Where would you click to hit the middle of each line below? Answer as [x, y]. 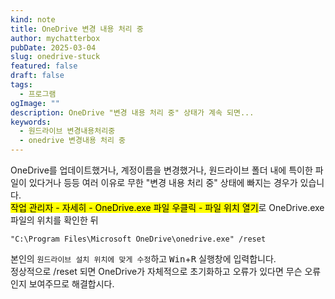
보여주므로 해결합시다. [71, 284]
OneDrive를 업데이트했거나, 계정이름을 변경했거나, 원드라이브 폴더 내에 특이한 [161, 170]
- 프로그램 [38, 94]
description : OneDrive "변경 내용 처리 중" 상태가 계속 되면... [132, 112]
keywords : [31, 122]
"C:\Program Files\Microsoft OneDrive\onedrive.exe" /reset [138, 239]
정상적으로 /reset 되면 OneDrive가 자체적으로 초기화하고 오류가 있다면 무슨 [156, 271]
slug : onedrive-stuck [55, 57]
